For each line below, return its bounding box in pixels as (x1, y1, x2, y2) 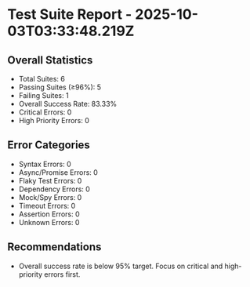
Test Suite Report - (7, 5, 132, 24)
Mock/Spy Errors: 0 (18, 192, 82, 202)
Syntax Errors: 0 (18, 159, 71, 169)
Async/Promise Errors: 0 (18, 167, 99, 177)
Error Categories (7, 139, 91, 152)
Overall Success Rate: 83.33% (18, 100, 118, 108)
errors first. (44, 269, 81, 279)
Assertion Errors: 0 (18, 209, 80, 219)
